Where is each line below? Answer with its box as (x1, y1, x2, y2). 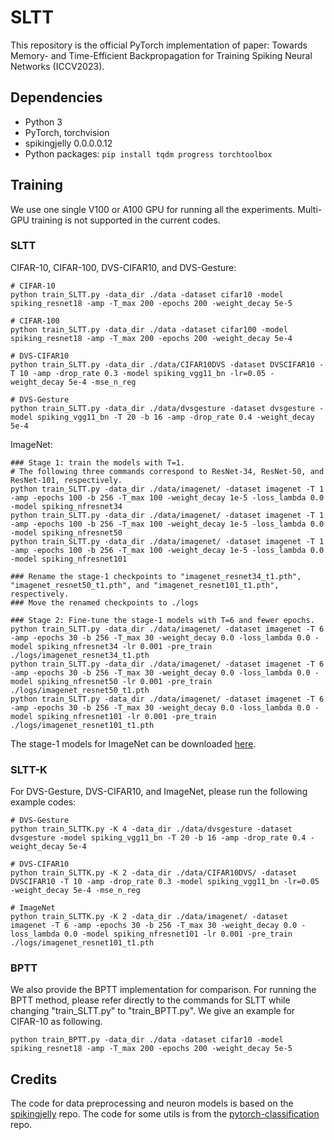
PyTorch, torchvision (24, 126, 110, 138)
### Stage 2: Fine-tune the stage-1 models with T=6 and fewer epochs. (10, 615, 315, 625)
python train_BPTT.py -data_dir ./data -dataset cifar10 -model (10, 1035, 284, 1045)
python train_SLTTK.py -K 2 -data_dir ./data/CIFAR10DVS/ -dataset (10, 868, 298, 878)
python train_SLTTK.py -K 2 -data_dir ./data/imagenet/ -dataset (10, 912, 288, 922)
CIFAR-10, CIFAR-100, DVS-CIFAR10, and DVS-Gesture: (10, 261, 237, 273)
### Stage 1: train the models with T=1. (10, 457, 186, 468)
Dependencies (10, 89, 103, 106)
